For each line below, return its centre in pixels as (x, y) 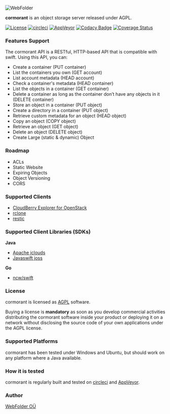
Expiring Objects (30, 173)
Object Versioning (31, 178)
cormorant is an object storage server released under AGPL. (69, 18)
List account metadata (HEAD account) (54, 78)
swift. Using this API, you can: (36, 57)
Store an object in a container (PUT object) (57, 105)
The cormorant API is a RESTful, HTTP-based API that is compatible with (81, 52)
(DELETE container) (33, 100)
